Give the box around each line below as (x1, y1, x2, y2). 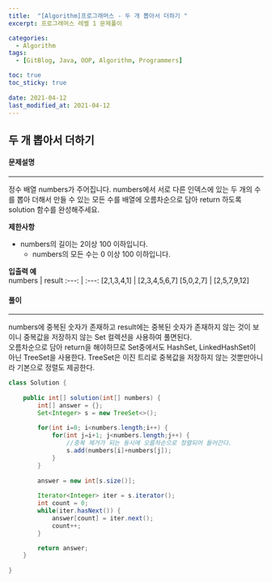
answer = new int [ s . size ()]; (37, 477, 136, 485)
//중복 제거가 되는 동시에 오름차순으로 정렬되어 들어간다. (66, 439, 232, 448)
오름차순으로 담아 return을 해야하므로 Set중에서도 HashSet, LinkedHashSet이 (8, 342, 257, 352)
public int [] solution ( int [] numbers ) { (23, 393, 161, 401)
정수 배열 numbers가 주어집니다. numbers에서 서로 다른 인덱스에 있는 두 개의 (8, 184, 253, 194)
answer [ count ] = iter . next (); (51, 514, 154, 522)
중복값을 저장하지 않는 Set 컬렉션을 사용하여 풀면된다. (23, 333, 193, 342)
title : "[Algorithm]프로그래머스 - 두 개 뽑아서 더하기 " (8, 11, 188, 20)
